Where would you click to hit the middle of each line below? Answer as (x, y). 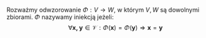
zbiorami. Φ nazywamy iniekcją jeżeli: (60, 17)
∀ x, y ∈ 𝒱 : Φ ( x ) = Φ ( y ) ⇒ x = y (115, 27)
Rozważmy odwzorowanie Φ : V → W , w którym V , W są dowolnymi (103, 10)
